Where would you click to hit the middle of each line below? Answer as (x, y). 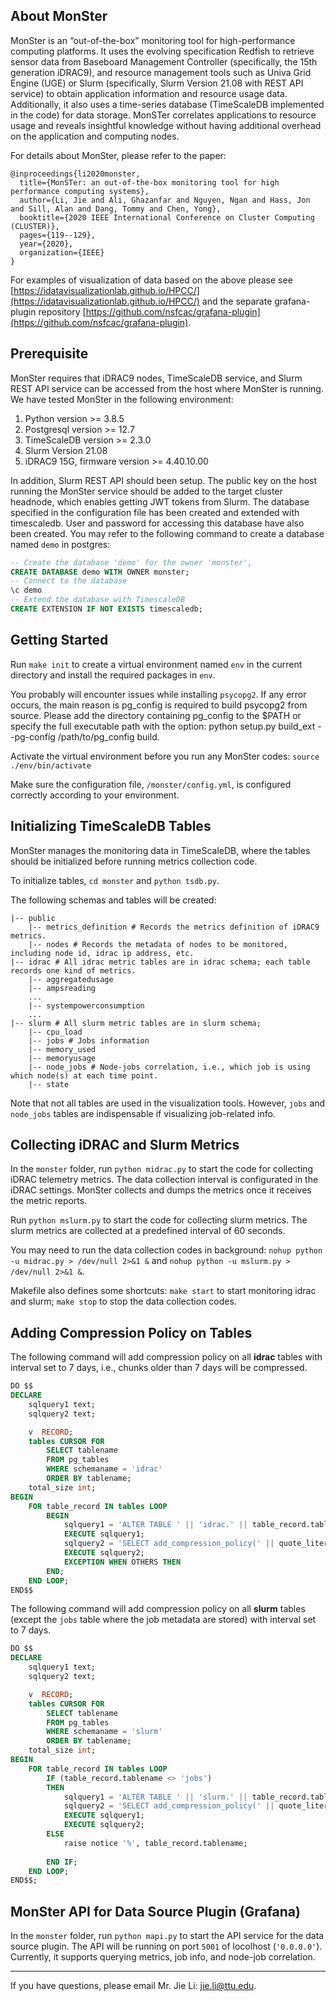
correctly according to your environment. (95, 795)
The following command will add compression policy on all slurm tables (158, 1609)
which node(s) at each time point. (84, 1075)
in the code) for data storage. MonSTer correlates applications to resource (163, 115)
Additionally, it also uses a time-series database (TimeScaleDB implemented (167, 104)
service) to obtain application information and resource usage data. (149, 93)
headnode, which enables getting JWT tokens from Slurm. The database (160, 501)
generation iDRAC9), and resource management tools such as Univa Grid (161, 72)
